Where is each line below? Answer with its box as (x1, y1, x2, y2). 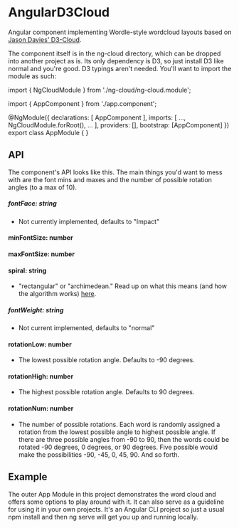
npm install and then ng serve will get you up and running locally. (8, 512, 198, 521)
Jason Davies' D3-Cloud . (8, 35, 82, 43)
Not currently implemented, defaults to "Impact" (18, 217, 160, 226)
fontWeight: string (8, 305, 64, 314)
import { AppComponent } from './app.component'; (8, 99, 157, 107)
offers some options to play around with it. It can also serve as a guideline (8, 497, 225, 506)
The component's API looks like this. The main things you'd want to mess (8, 168, 223, 176)
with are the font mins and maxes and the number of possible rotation (8, 175, 213, 184)
